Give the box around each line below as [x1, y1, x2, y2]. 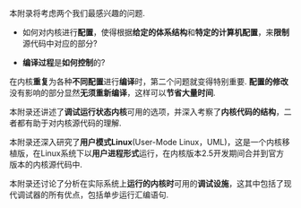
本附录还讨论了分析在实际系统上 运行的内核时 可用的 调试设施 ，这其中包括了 [9, 178, 284, 188]
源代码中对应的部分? [21, 39, 98, 48]
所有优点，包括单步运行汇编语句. [47, 189, 169, 200]
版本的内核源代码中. [9, 160, 83, 169]
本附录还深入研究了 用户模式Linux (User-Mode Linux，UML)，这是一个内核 [9, 137, 282, 147]
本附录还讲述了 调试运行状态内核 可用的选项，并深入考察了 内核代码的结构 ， [9, 107, 284, 117]
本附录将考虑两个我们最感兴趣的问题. [9, 8, 146, 18]
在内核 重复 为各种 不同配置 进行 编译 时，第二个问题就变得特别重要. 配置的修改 [9, 76, 288, 87]
